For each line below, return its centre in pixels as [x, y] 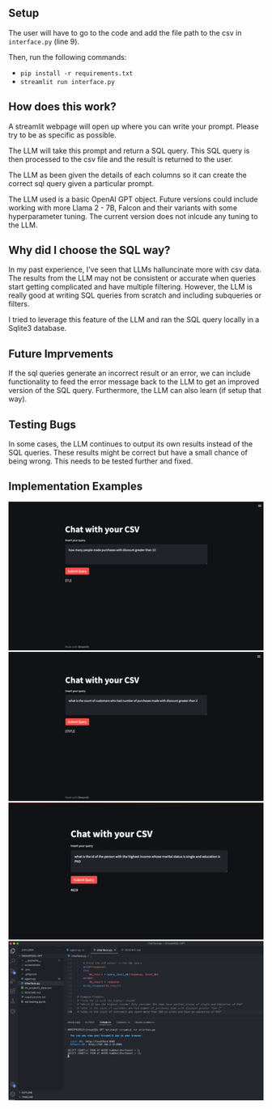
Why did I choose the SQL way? [89, 250]
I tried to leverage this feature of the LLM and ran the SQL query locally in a [134, 320]
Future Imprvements [61, 354]
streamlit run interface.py [67, 82]
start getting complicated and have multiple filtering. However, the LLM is [130, 287]
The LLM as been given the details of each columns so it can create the [127, 175]
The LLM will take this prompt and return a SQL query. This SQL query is [129, 150]
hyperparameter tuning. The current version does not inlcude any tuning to [133, 216]
